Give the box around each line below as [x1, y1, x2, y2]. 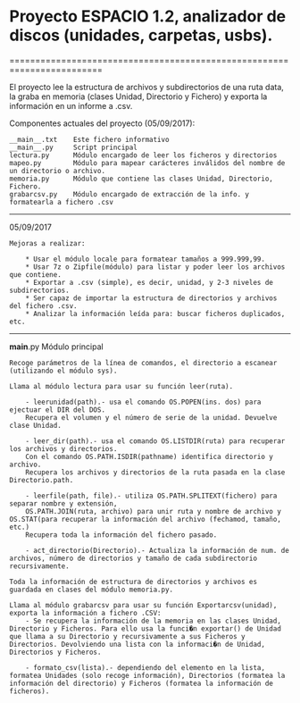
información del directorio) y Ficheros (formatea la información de [9, 679, 274, 688]
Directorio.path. [9, 475, 74, 484]
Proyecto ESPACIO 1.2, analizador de [9, 6, 287, 27]
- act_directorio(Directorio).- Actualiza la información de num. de [25, 546, 290, 555]
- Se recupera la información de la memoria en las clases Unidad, [25, 616, 281, 625]
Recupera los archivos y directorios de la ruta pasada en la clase [25, 467, 286, 477]
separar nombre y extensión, [9, 498, 118, 508]
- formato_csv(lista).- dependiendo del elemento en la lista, [25, 663, 266, 672]
